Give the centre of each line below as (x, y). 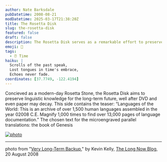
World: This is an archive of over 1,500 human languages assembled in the (81, 109)
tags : (11, 51)
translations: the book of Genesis (39, 125)
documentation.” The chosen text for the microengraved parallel (71, 119)
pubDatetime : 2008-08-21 (31, 14)
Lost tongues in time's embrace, (44, 70)
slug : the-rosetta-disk (30, 28)
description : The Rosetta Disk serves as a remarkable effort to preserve (84, 42)
